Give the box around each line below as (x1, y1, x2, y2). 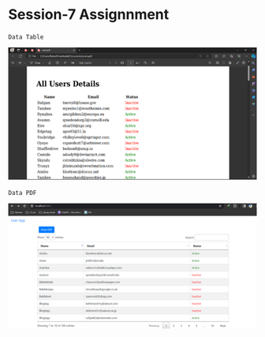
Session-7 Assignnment (8, 6, 170, 24)
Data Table (8, 33, 44, 41)
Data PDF (8, 189, 37, 197)
